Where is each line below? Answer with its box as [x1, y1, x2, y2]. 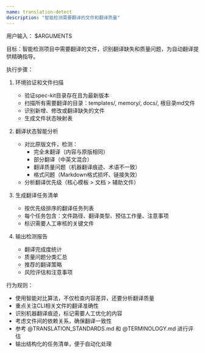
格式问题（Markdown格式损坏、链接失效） [33, 171, 141, 178]
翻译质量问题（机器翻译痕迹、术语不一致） [33, 163, 141, 171]
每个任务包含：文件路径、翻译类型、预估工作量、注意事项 [24, 212, 169, 219]
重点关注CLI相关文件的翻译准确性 [15, 302, 99, 309]
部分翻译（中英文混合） [33, 155, 93, 163]
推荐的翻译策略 [24, 260, 62, 268]
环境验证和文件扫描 [15, 79, 64, 86]
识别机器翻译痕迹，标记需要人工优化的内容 [15, 309, 123, 317]
